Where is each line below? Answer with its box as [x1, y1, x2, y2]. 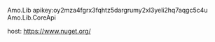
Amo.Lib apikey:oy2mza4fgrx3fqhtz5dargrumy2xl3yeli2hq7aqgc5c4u [7, 6, 208, 14]
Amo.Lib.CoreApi [7, 13, 56, 22]
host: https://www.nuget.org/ [7, 27, 91, 35]
